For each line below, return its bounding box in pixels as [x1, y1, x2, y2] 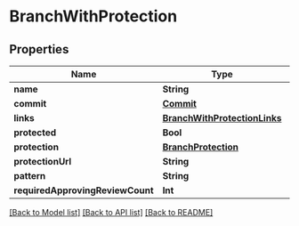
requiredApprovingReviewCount [13, 184, 154, 197]
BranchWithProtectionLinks [162, 112, 282, 124]
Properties [9, 42, 69, 57]
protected [13, 126, 56, 139]
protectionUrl [13, 156, 72, 167]
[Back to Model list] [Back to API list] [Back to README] [9, 207, 214, 217]
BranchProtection [162, 141, 238, 153]
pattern [13, 170, 46, 182]
